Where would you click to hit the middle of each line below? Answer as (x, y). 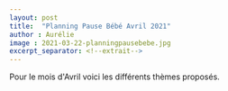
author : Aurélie (42, 34)
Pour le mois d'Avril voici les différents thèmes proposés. (115, 77)
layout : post (34, 18)
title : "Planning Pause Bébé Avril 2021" (90, 26)
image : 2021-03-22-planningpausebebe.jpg (90, 43)
